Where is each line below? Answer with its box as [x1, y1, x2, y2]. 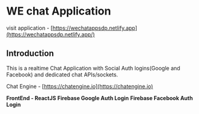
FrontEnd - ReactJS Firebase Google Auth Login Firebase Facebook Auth [6, 94, 194, 101]
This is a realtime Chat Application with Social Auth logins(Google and [6, 64, 180, 72]
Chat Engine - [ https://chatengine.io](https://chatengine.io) [6, 82, 153, 90]
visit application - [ [6, 24, 53, 32]
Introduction [6, 49, 54, 59]
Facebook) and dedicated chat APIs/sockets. [6, 71, 119, 78]
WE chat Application [6, 4, 111, 18]
